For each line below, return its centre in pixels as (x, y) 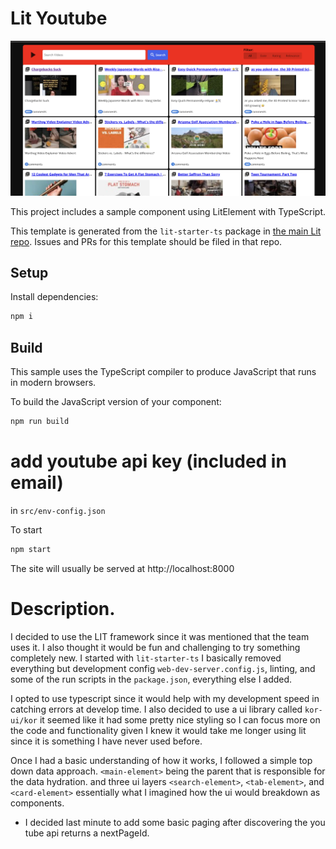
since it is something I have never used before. (106, 741)
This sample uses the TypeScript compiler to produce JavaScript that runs (163, 371)
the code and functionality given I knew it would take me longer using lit (158, 730)
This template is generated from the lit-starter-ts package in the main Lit (166, 231)
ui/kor (24, 720)
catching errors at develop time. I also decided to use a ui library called (156, 709)
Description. (63, 608)
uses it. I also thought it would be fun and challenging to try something (155, 647)
